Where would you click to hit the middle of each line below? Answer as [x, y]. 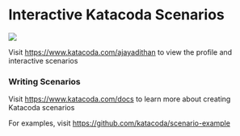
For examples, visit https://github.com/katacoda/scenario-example [119, 123]
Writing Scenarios [44, 81]
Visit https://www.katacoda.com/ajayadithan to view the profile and [120, 52]
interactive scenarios [43, 60]
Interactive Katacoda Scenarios [116, 15]
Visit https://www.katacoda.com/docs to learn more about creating [120, 99]
